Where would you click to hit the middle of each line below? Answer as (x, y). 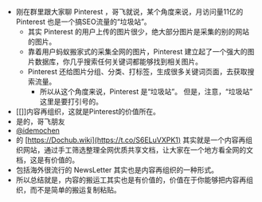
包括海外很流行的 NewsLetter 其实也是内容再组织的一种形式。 (117, 170)
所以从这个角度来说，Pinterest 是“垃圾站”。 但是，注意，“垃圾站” (146, 91)
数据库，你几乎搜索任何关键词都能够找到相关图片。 (119, 61)
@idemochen (37, 131)
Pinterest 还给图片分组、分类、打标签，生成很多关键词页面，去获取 (137, 71)
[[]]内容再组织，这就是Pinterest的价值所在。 (88, 111)
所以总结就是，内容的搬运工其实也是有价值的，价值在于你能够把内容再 (131, 180)
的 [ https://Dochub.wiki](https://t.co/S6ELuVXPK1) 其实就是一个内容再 (131, 140)
